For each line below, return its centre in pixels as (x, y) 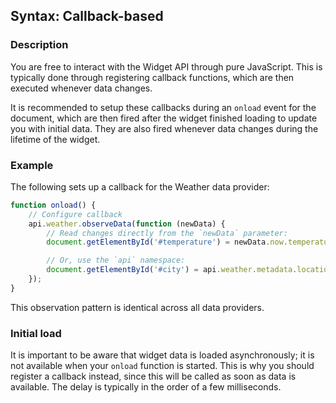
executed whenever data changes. (81, 88)
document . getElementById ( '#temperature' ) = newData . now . (167, 242)
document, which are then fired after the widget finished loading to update (164, 118)
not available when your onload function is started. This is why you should (162, 366)
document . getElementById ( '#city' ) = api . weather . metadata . (172, 270)
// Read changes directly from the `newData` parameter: (167, 233)
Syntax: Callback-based (87, 16)
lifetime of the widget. (55, 139)
